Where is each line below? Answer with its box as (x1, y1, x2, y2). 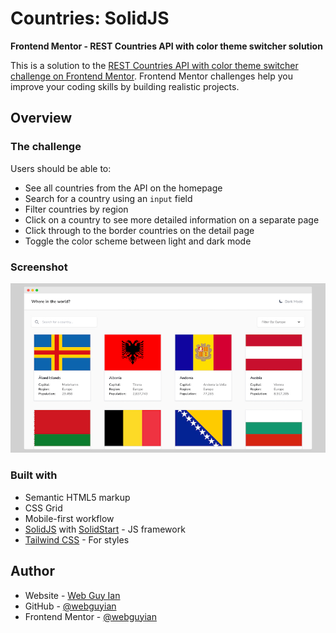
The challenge (10, 140, 82, 154)
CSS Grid (24, 502, 63, 514)
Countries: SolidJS (10, 7, 170, 30)
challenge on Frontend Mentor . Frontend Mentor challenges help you (10, 70, 293, 82)
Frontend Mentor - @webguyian (24, 610, 157, 622)
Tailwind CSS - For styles (24, 533, 130, 546)
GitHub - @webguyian (24, 600, 117, 612)
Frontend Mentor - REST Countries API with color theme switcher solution (10, 40, 323, 52)
